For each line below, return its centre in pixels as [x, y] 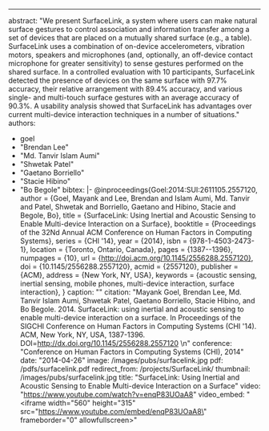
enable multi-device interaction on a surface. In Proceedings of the [130, 317]
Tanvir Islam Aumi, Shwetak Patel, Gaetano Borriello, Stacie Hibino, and [137, 301]
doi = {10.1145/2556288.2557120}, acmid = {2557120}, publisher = [129, 266]
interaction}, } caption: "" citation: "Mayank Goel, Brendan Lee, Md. [130, 292]
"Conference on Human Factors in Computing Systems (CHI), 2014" [132, 352]
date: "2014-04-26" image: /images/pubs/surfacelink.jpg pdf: [121, 360]
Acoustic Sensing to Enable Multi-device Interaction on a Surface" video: [140, 386]
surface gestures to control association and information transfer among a [129, 29]
